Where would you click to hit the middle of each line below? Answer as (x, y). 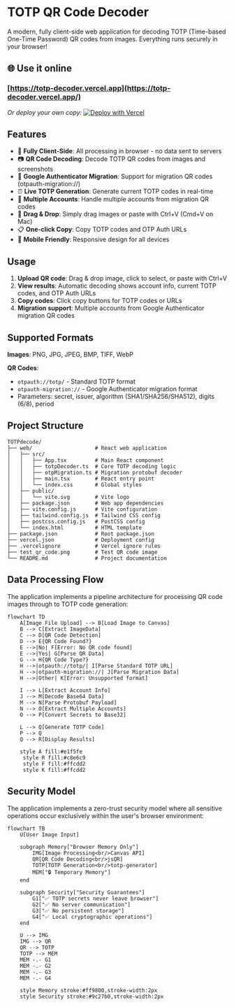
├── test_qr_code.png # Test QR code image (82, 552)
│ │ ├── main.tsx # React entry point (81, 479)
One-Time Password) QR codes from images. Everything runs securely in (112, 38)
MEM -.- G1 (36, 959)
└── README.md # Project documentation (87, 558)
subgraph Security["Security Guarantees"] (82, 892)
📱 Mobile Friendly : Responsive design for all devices (93, 239)
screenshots (35, 169)
